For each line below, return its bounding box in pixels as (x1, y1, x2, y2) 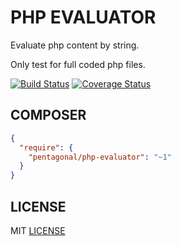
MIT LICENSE (10, 224, 66, 236)
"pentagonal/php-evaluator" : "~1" (28, 152, 172, 162)
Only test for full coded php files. (10, 58, 146, 70)
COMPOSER (10, 107, 87, 124)
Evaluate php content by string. (10, 39, 140, 51)
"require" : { (19, 142, 74, 153)
